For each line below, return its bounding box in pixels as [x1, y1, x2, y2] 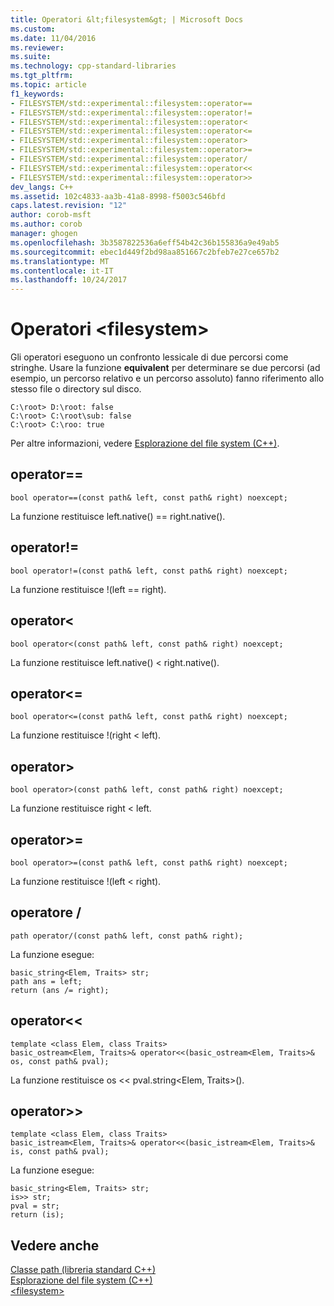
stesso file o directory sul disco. [10, 383, 142, 395]
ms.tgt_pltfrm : [10, 71, 74, 81]
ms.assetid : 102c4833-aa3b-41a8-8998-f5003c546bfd [10, 191, 226, 201]
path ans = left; [10, 976, 83, 986]
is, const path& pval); [10, 1147, 110, 1157]
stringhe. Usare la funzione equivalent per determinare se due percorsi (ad [10, 362, 321, 374]
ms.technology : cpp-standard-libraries [10, 61, 177, 71]
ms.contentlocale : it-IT [10, 266, 114, 276]
